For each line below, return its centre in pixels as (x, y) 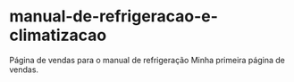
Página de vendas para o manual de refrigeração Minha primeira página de (147, 60)
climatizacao (58, 35)
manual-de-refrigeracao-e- (114, 16)
